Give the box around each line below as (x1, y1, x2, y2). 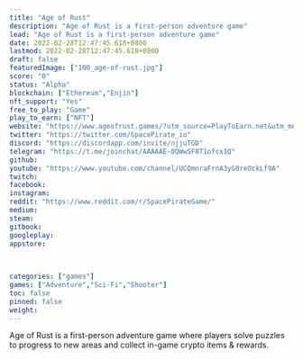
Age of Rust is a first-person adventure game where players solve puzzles (9, 330, 286, 341)
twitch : (9, 172, 39, 181)
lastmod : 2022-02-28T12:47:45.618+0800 (9, 47, 160, 56)
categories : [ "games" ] (9, 272, 95, 282)
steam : (9, 213, 34, 223)
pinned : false (9, 297, 63, 306)
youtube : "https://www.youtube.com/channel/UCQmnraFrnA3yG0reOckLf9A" (9, 164, 280, 173)
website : (9, 122, 42, 131)
